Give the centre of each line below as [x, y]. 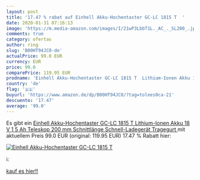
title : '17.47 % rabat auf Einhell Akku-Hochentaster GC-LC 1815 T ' [96, 17]
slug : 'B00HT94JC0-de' [34, 51]
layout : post [22, 12]
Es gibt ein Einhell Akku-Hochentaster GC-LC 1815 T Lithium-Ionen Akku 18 [98, 123]
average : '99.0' [26, 106]
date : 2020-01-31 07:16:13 [40, 23]
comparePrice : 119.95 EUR [38, 73]
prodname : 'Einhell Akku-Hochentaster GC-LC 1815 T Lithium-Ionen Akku [98, 78]
